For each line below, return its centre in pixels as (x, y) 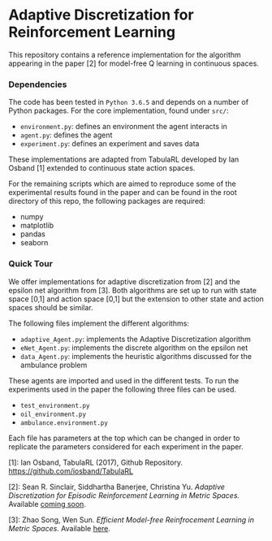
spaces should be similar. (51, 307)
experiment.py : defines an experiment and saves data (110, 144)
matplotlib (37, 226)
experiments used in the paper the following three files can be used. (123, 389)
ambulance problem (54, 365)
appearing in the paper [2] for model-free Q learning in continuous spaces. (134, 63)
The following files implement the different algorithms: (99, 323)
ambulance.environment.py (64, 423)
